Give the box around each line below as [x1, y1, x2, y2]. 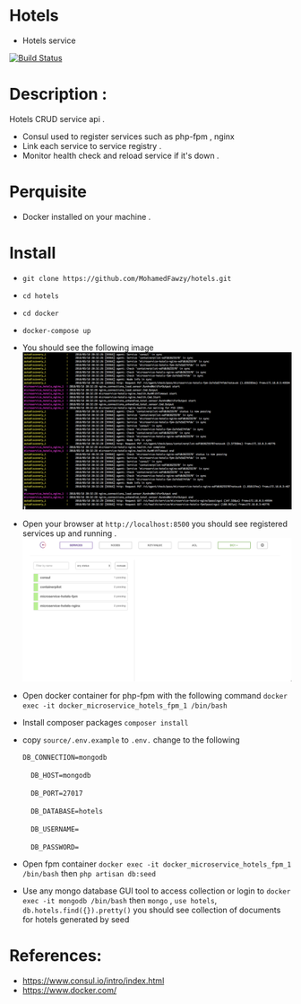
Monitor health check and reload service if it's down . [21, 150, 219, 161]
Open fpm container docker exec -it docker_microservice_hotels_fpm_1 [21, 859, 292, 869]
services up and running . [21, 528, 117, 539]
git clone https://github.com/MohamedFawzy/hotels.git [21, 274, 232, 283]
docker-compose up [21, 326, 91, 335]
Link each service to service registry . [21, 140, 162, 151]
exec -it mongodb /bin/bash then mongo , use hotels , [21, 894, 218, 905]
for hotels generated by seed [21, 913, 130, 925]
